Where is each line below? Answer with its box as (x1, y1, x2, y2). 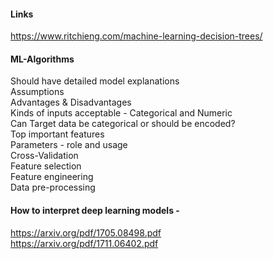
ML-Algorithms (10, 53, 75, 65)
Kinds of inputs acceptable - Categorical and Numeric (10, 107, 233, 119)
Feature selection (10, 160, 82, 172)
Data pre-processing (10, 181, 96, 194)
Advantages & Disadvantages (10, 96, 132, 109)
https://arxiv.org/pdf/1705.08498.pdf (10, 226, 162, 239)
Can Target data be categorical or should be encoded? (10, 118, 236, 130)
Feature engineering (10, 171, 94, 183)
